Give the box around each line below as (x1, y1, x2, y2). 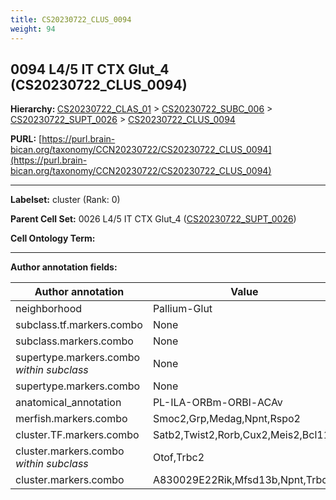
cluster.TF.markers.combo (15, 428, 140, 442)
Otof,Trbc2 (152, 451, 205, 465)
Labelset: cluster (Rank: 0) (10, 194, 121, 206)
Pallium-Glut (152, 302, 213, 316)
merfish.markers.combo (15, 412, 128, 426)
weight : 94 (10, 24, 56, 34)
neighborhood (15, 302, 83, 316)
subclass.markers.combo (15, 334, 134, 348)
